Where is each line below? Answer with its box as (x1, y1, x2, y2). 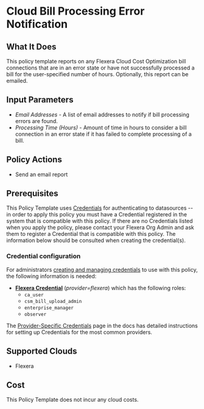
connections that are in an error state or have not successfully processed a (6, 64, 195, 71)
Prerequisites (6, 188, 58, 199)
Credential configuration (6, 252, 81, 260)
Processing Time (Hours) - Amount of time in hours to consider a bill (15, 124, 187, 131)
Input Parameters (6, 94, 74, 105)
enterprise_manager (24, 305, 74, 311)
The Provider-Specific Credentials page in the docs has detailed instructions (6, 322, 198, 329)
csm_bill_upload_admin (24, 298, 82, 304)
